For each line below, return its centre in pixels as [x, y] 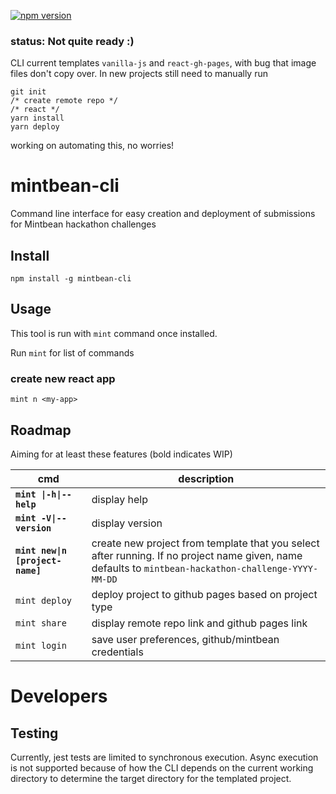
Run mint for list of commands [72, 352]
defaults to [116, 568]
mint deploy [44, 600]
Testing [34, 733]
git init [28, 92]
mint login [41, 645]
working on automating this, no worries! [92, 146]
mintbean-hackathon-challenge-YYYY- [231, 568]
